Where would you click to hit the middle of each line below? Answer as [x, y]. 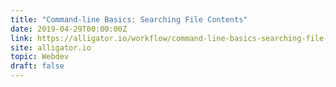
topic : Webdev [40, 57]
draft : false [37, 66]
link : [21, 38]
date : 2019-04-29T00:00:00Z [69, 29]
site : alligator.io [51, 47]
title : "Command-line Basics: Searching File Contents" [129, 19]
